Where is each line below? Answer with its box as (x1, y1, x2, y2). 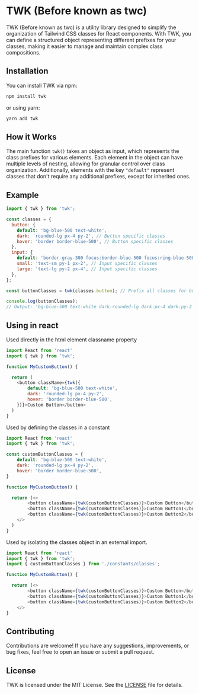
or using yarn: (6, 104, 40, 111)
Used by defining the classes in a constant (6, 424, 110, 431)
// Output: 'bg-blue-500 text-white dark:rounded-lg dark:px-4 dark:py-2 (6, 304, 192, 310)
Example (6, 190, 39, 200)
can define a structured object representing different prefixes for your (6, 36, 176, 43)
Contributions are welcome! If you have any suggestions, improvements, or (6, 642, 190, 650)
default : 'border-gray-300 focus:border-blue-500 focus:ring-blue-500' (17, 255, 197, 261)
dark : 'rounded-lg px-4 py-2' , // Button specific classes (17, 233, 166, 239)
